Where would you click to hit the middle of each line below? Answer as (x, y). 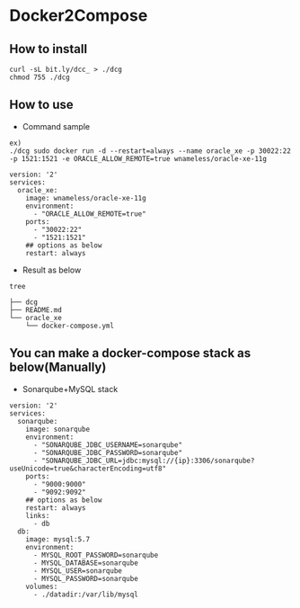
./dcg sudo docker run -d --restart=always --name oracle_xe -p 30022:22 (150, 151)
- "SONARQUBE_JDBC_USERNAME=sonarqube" (107, 445)
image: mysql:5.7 (58, 539)
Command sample (56, 126)
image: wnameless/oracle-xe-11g (86, 198)
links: (38, 515)
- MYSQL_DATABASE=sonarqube (86, 563)
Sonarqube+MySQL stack (70, 389)
